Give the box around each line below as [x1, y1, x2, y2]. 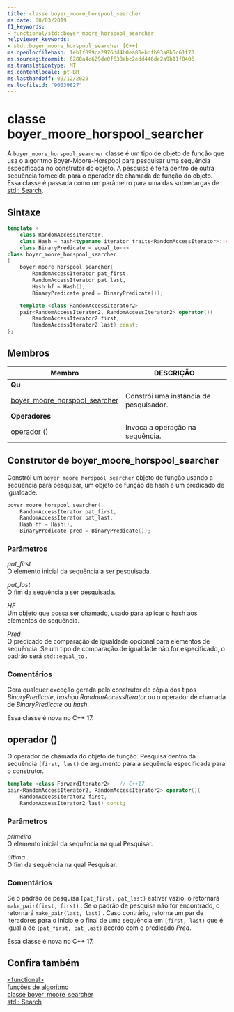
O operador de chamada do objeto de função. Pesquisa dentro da [7, 752, 196, 761]
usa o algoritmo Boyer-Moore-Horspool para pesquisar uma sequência [7, 157, 211, 165]
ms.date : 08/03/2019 [7, 17, 68, 24]
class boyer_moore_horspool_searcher [7, 251, 117, 258]
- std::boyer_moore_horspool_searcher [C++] [7, 42, 139, 49]
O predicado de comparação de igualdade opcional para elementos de [7, 637, 210, 646]
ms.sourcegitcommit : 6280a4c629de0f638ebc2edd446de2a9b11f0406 [7, 56, 195, 63]
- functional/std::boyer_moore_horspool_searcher [7, 29, 155, 37]
